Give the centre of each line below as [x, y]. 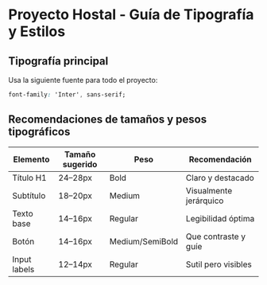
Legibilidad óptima [220, 218]
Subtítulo [29, 195]
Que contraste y [216, 236]
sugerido [80, 164]
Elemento [31, 159]
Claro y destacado [220, 178]
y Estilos [37, 31]
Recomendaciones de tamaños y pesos [108, 120]
